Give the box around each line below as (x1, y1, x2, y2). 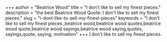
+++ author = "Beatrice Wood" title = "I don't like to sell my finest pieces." (5, 5, 161, 10)
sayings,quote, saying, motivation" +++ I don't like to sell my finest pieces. (5, 31, 162, 37)
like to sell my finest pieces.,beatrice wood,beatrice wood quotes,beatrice (5, 20, 161, 26)
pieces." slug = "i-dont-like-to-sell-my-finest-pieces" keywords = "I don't (5, 15, 160, 21)
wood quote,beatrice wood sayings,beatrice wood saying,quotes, (5, 26, 143, 32)
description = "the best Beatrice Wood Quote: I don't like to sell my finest (5, 10, 159, 16)
